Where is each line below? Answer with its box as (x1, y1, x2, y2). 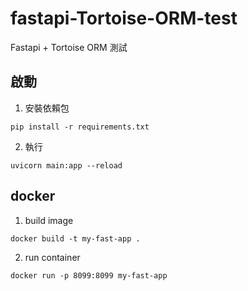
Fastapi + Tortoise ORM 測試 (10, 41, 128, 53)
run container (24, 251, 81, 263)
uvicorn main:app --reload (10, 160, 123, 171)
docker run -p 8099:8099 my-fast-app (10, 270, 168, 281)
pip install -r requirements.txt (10, 122, 150, 132)
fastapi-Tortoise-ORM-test (10, 7, 238, 30)
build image (24, 214, 74, 226)
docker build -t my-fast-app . (10, 233, 141, 244)
